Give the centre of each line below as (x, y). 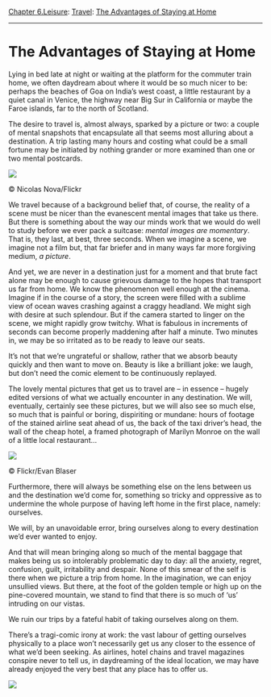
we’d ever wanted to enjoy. (53, 536)
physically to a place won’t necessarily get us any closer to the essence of (132, 643)
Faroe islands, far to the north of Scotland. (79, 108)
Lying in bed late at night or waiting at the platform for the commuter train (130, 74)
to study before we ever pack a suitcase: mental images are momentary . (129, 230)
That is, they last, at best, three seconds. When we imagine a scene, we (128, 239)
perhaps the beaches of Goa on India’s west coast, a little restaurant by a (130, 91)
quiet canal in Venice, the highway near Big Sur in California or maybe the (131, 99)
